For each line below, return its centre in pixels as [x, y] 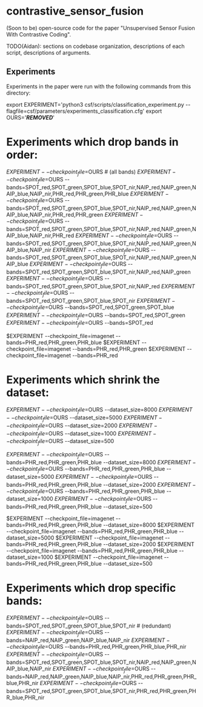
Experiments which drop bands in [92, 142]
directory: [18, 93]
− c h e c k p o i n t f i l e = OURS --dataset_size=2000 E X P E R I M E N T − [82, 426]
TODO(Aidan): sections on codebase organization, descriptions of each [95, 46]
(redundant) [156, 626]
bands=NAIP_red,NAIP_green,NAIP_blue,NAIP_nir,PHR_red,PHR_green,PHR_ [101, 677]
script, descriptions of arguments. [48, 52]
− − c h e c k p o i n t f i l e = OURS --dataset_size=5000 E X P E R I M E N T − [84, 418]
